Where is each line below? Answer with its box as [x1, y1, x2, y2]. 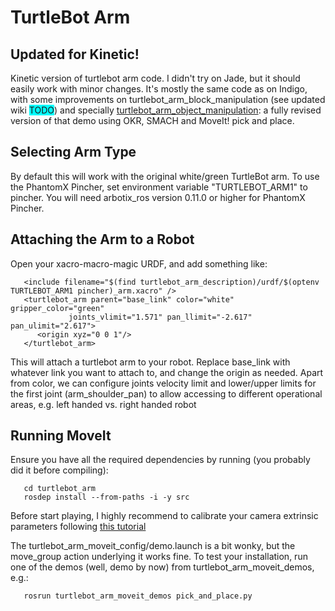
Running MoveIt [10, 427, 112, 445]
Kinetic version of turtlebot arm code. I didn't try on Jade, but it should [10, 72, 301, 84]
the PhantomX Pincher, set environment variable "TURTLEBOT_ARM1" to [10, 181, 308, 193]
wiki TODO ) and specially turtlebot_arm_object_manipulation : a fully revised [10, 104, 322, 116]
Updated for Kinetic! [10, 46, 140, 63]
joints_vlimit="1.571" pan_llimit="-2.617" [68, 312, 253, 322]
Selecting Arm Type [10, 144, 137, 161]
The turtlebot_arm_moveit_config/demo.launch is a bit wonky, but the [10, 540, 296, 552]
